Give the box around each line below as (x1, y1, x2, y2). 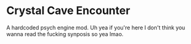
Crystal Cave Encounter (6, 4, 130, 18)
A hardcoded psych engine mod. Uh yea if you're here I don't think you (6, 24, 185, 31)
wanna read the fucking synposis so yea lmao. (6, 30, 124, 37)
